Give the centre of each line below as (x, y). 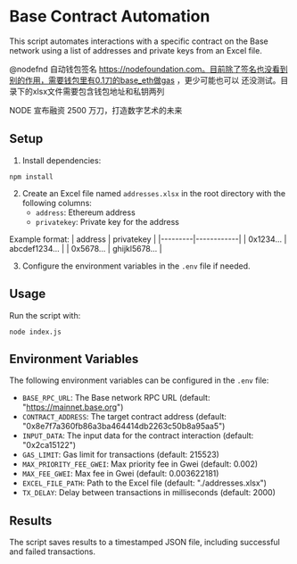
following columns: (57, 203)
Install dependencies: (62, 160)
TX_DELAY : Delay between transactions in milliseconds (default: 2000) (149, 493)
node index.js (36, 332)
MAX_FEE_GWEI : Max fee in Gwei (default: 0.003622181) (120, 474)
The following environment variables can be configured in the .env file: (139, 380)
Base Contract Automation (110, 17)
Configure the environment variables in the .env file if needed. (136, 266)
